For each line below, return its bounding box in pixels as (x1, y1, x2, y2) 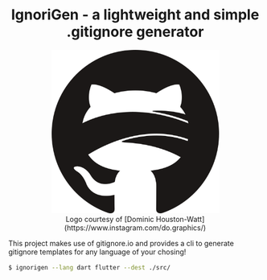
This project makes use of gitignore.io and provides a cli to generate (8, 238, 235, 248)
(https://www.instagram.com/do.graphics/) (64, 223, 207, 233)
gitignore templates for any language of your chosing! (8, 247, 187, 257)
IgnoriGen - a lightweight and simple (10, 6, 260, 24)
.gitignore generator (66, 23, 204, 41)
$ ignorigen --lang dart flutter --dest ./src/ (8, 263, 171, 271)
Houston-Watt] (155, 214, 205, 224)
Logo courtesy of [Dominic (65, 214, 154, 224)
